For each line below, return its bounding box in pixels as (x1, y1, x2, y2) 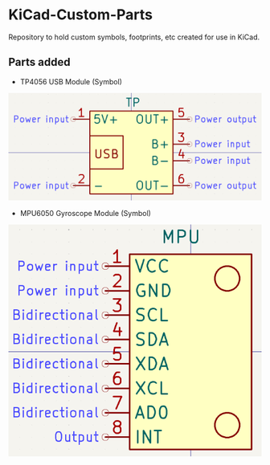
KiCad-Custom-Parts (8, 6, 153, 24)
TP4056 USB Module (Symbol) (19, 76, 123, 86)
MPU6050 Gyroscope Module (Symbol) (19, 209, 151, 218)
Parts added (8, 55, 71, 69)
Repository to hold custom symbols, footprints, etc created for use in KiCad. (8, 32, 260, 42)
